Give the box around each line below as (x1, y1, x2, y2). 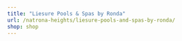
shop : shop (7, 23, 39, 30)
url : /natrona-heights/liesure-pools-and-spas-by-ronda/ (7, 17, 176, 24)
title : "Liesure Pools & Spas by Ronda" (7, 10, 126, 17)
